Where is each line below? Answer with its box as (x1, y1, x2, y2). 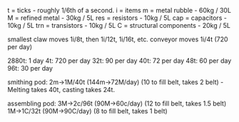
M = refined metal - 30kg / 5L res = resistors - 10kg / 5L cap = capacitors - (7, 14, 227, 22)
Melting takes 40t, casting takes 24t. (7, 86, 116, 93)
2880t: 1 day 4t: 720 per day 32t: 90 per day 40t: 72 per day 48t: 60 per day (7, 56, 232, 65)
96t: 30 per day (7, 64, 54, 72)
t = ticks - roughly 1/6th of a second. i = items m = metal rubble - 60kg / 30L (7, 6, 232, 14)
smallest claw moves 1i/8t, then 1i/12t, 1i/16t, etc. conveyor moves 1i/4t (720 (7, 35, 228, 44)
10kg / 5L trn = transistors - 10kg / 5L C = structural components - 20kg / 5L (7, 21, 230, 29)
